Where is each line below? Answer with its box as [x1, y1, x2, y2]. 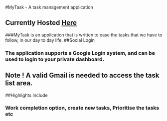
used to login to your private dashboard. [5, 56, 105, 63]
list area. [5, 79, 33, 88]
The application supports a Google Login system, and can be [5, 49, 156, 56]
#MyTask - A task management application [5, 4, 93, 10]
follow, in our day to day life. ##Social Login [5, 37, 95, 43]
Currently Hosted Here [5, 18, 77, 27]
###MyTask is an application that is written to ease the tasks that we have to [5, 32, 163, 38]
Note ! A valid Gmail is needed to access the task [5, 71, 160, 80]
